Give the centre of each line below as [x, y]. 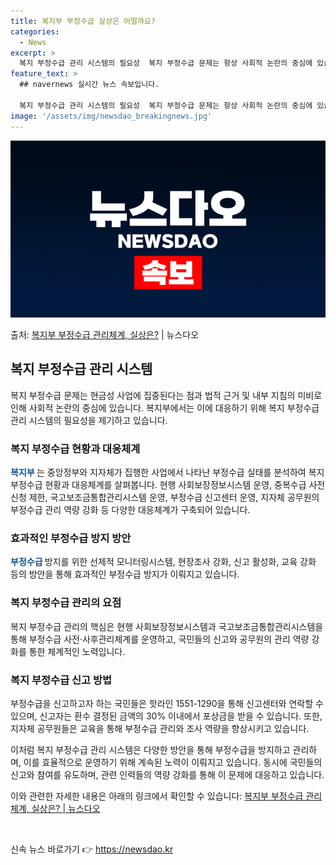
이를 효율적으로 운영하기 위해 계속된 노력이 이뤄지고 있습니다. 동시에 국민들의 [173, 762]
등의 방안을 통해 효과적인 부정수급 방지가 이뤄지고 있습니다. [125, 574]
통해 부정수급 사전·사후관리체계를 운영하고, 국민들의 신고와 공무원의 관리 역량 [160, 639]
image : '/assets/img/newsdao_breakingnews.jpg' [111, 116]
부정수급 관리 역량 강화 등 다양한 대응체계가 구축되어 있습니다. [130, 510]
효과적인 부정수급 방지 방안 [71, 538]
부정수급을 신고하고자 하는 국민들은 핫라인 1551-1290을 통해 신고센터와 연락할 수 [167, 703]
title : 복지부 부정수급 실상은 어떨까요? [83, 21]
